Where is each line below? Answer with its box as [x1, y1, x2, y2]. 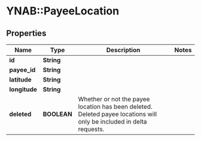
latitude [9, 76, 32, 83]
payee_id [9, 66, 36, 74]
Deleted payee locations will [78, 110, 157, 118]
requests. [78, 125, 105, 133]
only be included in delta [78, 118, 148, 125]
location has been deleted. [78, 103, 153, 110]
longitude [9, 85, 37, 94]
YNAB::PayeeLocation [6, 4, 120, 18]
